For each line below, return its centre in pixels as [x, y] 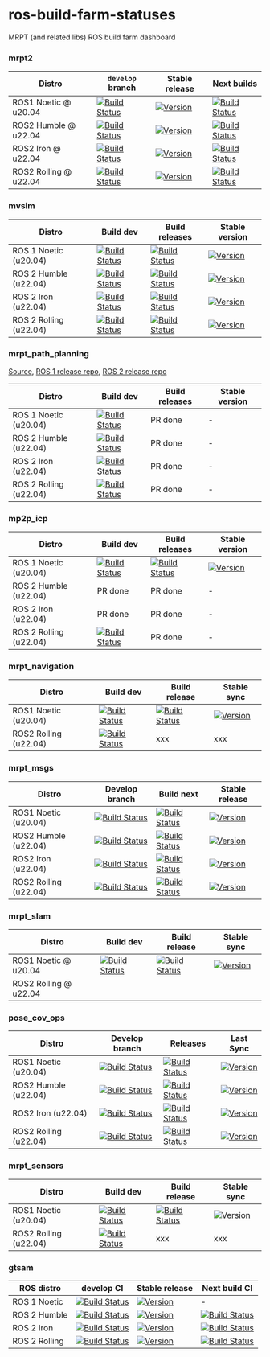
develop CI [102, 1288]
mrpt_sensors [36, 1166]
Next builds [235, 84]
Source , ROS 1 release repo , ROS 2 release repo [88, 371]
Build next [178, 794]
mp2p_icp [28, 518]
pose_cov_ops [37, 1018]
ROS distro [40, 1288]
